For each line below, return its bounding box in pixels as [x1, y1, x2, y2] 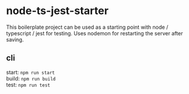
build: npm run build [6, 75, 56, 82]
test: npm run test [6, 81, 50, 88]
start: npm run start [6, 69, 55, 76]
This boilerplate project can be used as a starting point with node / [6, 23, 169, 31]
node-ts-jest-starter [6, 4, 109, 18]
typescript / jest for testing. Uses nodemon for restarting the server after [6, 29, 184, 36]
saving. [6, 36, 24, 43]
